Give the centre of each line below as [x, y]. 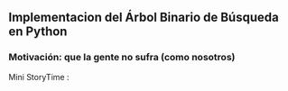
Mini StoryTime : [39, 77]
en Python [38, 32]
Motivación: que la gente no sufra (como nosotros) [122, 58]
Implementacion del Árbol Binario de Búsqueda [144, 18]
